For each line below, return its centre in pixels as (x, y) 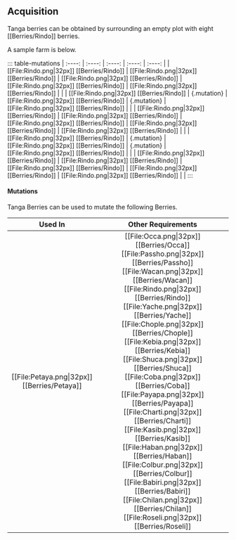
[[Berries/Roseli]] (163, 527)
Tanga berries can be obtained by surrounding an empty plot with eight (110, 28)
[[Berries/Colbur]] (163, 474)
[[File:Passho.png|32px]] (163, 254)
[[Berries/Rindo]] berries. (44, 36)
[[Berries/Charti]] (163, 421)
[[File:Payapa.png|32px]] (163, 394)
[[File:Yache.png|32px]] (162, 307)
